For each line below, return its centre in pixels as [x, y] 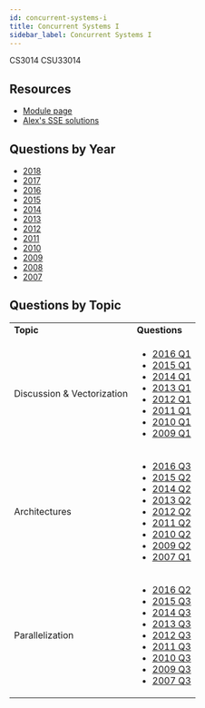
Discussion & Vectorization [71, 393]
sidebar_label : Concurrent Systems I [81, 34]
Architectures [43, 511]
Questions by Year [63, 149]
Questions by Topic [65, 305]
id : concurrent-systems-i [58, 18]
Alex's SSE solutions [61, 121]
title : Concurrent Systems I [64, 26]
